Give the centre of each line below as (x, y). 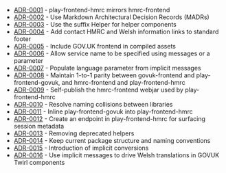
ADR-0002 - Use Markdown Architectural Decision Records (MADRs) (111, 17)
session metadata (39, 126)
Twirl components (39, 162)
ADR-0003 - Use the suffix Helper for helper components (95, 24)
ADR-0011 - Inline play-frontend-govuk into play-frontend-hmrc (103, 111)
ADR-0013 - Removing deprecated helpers (74, 133)
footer (22, 39)
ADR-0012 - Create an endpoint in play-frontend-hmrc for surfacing (110, 119)
